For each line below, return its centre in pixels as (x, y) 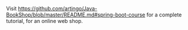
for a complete (164, 15)
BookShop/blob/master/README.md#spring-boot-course (76, 15)
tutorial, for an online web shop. (45, 21)
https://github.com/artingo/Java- (58, 9)
